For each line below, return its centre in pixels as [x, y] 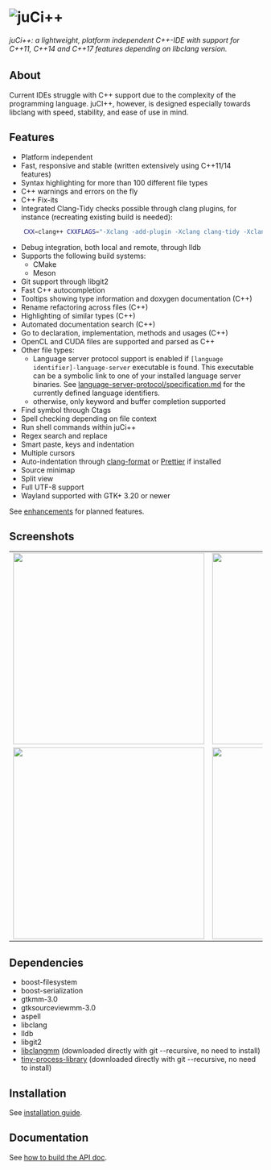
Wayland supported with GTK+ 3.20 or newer [96, 495]
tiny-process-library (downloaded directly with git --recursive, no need [138, 1060]
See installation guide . [46, 1112]
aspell [31, 1017]
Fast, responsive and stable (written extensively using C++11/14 [126, 165]
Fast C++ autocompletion [63, 289]
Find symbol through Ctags [66, 410]
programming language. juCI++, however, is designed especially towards [130, 103]
